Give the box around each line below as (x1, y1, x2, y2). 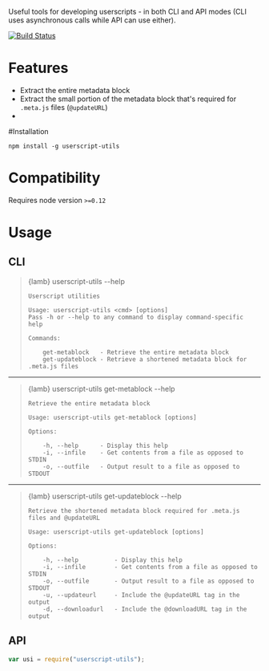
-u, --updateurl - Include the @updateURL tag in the (42, 591, 240, 599)
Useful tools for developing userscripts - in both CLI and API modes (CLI (8, 7, 247, 16)
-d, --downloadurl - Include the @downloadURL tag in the (42, 605, 247, 613)
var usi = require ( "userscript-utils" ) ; (8, 655, 146, 663)
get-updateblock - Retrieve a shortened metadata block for (42, 355, 247, 364)
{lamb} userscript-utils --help (27, 276, 126, 286)
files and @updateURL (27, 514, 100, 522)
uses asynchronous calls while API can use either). (8, 15, 176, 25)
